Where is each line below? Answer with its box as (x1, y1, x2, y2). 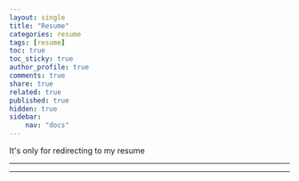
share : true (9, 79, 53, 88)
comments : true (9, 71, 66, 80)
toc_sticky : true (9, 54, 74, 63)
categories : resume (9, 29, 82, 38)
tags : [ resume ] (9, 37, 66, 47)
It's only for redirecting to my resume (9, 145, 145, 156)
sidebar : (9, 112, 42, 121)
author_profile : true (9, 63, 90, 72)
